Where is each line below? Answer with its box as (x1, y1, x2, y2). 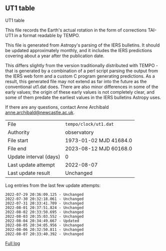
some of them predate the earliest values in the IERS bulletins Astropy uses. (5, 94, 161, 100)
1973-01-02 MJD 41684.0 (64, 137, 132, 144)
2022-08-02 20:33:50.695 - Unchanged (5, 209, 84, 214)
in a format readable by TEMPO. (14, 32, 80, 38)
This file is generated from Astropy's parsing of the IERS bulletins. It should (5, 42, 160, 48)
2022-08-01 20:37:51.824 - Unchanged (5, 205, 84, 210)
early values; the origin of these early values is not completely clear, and (5, 89, 155, 95)
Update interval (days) (7, 153, 60, 160)
